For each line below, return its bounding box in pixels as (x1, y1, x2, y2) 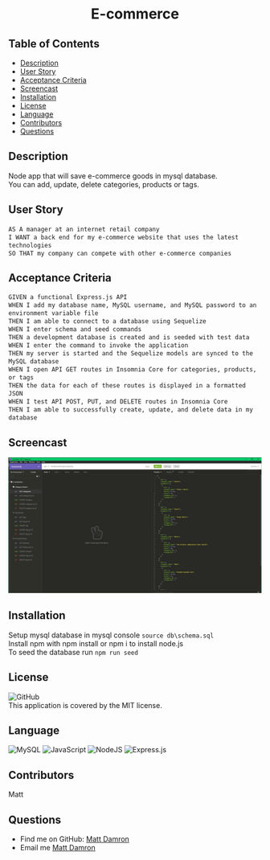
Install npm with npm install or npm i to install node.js (8, 638, 183, 648)
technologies (8, 241, 52, 249)
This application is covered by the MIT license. (8, 700, 162, 710)
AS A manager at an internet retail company (8, 225, 160, 233)
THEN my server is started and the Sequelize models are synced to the (8, 350, 253, 358)
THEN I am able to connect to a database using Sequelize (8, 317, 207, 326)
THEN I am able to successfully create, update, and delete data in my (8, 406, 253, 414)
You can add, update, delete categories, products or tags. (8, 179, 199, 189)
